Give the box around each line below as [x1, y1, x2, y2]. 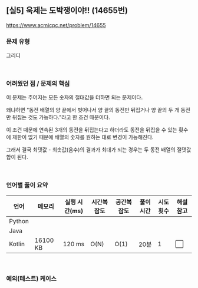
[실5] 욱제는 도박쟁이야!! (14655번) [6, 5, 128, 16]
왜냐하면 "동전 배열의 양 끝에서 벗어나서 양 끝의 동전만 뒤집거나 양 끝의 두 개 [6, 107, 180, 114]
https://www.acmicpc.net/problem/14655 [6, 21, 106, 28]
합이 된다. [6, 154, 28, 161]
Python [9, 217, 29, 225]
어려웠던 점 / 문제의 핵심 [6, 80, 70, 88]
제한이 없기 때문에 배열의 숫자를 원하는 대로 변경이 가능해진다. [12, 134, 154, 141]
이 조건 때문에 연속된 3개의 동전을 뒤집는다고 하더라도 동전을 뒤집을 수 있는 [6, 126, 178, 134]
